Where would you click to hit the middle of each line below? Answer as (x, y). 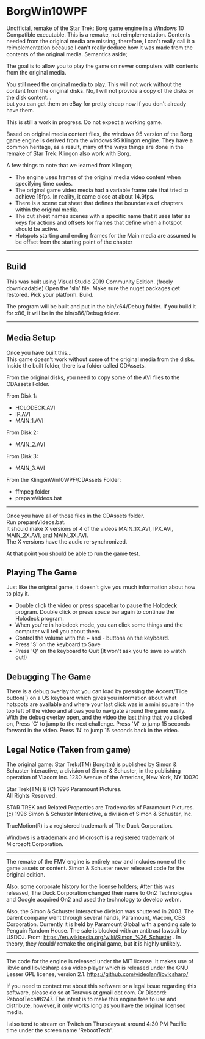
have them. (20, 110)
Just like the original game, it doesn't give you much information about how (101, 587)
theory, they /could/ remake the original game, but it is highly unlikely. (94, 944)
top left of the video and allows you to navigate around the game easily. (96, 711)
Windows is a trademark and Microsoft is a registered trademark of (91, 837)
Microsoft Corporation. (35, 844)
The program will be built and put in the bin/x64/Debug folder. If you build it (101, 306)
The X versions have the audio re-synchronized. (67, 541)
